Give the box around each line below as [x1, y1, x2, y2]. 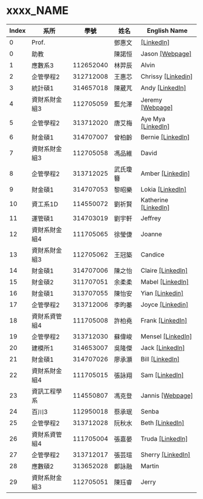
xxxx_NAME [6, 4, 69, 18]
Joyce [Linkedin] [141, 300, 188, 309]
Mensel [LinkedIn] [141, 332, 192, 340]
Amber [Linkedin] [141, 169, 190, 178]
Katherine [141, 195, 169, 204]
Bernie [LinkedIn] [141, 133, 190, 141]
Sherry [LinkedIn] [141, 450, 191, 458]
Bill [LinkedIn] [141, 355, 180, 363]
